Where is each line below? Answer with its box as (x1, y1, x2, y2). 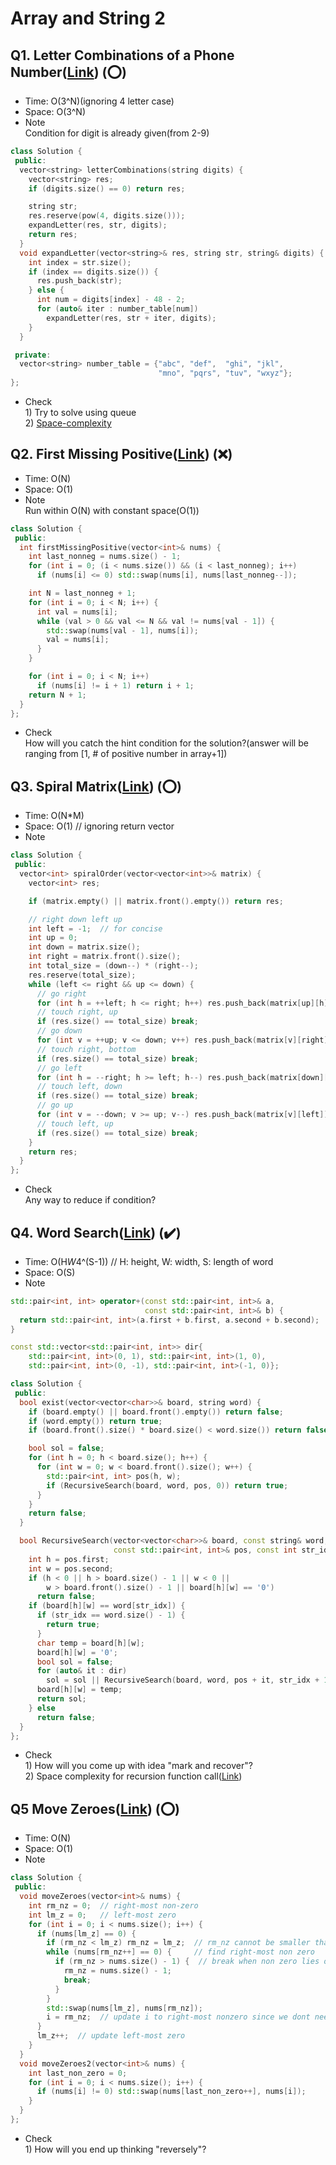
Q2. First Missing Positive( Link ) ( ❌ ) (10, 446, 233, 463)
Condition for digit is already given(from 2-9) (24, 127, 210, 139)
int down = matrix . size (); (28, 942, 141, 952)
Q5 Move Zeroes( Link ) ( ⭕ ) (10, 1800, 181, 1817)
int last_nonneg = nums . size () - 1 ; (28, 552, 182, 562)
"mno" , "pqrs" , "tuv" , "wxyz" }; (158, 368, 293, 379)
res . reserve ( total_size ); (28, 970, 137, 980)
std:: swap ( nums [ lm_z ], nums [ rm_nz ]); (46, 2003, 203, 2013)
